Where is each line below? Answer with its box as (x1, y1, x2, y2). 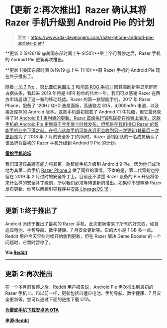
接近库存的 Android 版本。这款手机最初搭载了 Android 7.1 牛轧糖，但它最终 (5, 109, 158, 114)
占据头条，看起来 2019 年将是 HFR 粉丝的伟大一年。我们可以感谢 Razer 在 (5, 90, 156, 96)
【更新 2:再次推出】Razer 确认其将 (5, 4, 147, 16)
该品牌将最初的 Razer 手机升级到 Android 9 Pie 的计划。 (5, 140, 119, 146)
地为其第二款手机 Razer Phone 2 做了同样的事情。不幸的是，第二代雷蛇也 (5, 167, 156, 173)
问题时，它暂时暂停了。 (5, 239, 53, 245)
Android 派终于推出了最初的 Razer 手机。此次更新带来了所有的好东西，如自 (5, 220, 159, 226)
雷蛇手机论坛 (5, 150, 31, 156)
